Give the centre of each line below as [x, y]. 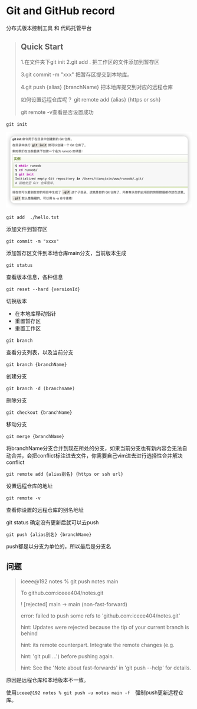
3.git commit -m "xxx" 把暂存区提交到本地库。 [76, 74]
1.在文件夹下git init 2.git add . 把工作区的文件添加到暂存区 [90, 62]
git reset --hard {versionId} [43, 289]
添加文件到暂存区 [27, 229]
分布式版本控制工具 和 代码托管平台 [49, 28]
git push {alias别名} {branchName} [49, 535]
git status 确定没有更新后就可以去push [52, 522]
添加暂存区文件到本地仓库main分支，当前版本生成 [66, 253]
